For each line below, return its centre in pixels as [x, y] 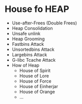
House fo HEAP [37, 9]
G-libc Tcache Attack [34, 60]
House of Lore [34, 76]
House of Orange [37, 92]
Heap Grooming [28, 39]
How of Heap [25, 65]
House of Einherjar [39, 86]
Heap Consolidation [32, 28]
